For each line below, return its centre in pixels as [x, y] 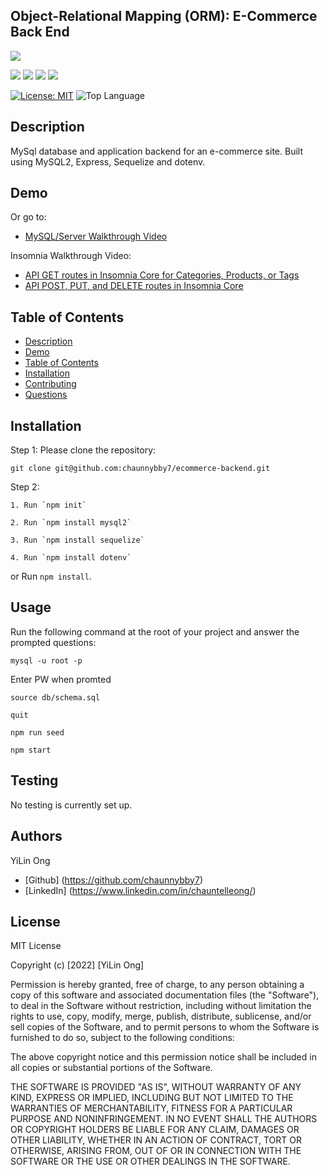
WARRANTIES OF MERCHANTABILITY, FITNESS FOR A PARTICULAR [151, 1108]
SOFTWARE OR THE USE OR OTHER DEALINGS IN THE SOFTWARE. [150, 1161]
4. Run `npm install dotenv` [71, 558]
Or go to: [28, 217]
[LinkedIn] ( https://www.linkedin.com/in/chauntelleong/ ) [140, 890]
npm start [31, 750]
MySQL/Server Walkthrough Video [96, 236]
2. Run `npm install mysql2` [71, 523]
